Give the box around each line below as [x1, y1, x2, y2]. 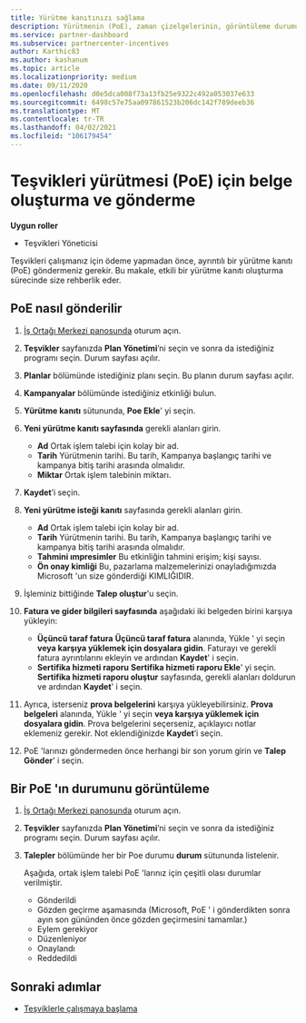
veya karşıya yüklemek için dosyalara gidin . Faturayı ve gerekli [36, 642, 277, 653]
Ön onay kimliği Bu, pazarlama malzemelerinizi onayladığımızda [36, 561, 277, 571]
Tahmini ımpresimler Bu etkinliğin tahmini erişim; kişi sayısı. [36, 551, 262, 561]
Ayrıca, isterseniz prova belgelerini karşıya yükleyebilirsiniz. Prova [23, 699, 273, 710]
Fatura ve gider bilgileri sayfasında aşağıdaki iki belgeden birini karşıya [23, 605, 293, 616]
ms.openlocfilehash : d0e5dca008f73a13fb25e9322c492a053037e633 [10, 89, 255, 98]
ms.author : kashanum [10, 55, 89, 65]
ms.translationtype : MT [10, 106, 101, 115]
